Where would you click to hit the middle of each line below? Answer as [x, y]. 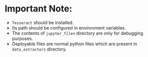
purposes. [22, 38]
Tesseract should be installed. [43, 22]
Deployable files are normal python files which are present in [74, 43]
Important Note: [38, 9]
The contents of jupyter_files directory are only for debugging [77, 33]
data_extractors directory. [39, 49]
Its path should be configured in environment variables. [69, 27]
